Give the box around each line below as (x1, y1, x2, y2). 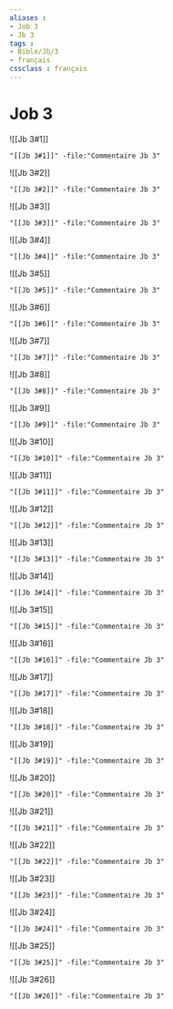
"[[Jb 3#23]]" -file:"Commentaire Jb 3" (9, 891, 166, 900)
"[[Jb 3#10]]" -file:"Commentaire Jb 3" (9, 453, 166, 463)
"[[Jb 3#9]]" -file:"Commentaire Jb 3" (9, 420, 161, 429)
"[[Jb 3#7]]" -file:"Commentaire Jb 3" (9, 353, 161, 362)
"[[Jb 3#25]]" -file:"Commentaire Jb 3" (9, 958, 166, 967)
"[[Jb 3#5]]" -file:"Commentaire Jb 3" (9, 285, 161, 294)
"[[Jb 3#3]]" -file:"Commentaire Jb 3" (9, 218, 161, 228)
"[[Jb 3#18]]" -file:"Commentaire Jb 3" (9, 722, 166, 732)
